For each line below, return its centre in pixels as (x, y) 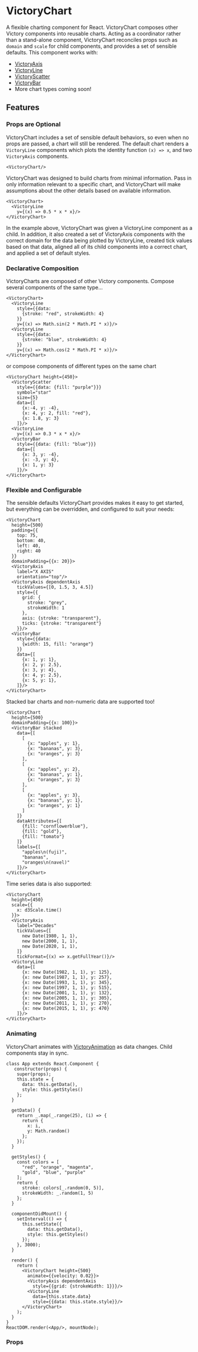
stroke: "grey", (47, 603)
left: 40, (29, 546)
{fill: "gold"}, (42, 832)
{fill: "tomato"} (43, 837)
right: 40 (29, 551)
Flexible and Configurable (44, 490)
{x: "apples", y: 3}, (54, 795)
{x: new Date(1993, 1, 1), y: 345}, (67, 983)
